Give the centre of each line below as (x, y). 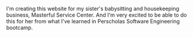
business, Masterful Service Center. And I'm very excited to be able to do (96, 15)
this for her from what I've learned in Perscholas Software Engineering (93, 21)
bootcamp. (19, 27)
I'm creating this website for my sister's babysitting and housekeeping (93, 9)
